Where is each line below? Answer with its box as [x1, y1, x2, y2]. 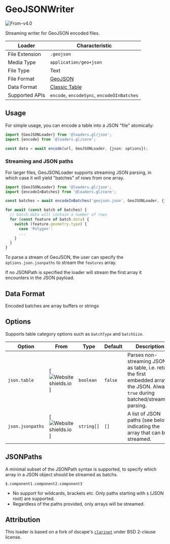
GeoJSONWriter [5, 4, 74, 15]
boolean [78, 377, 97, 383]
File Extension [8, 51, 41, 58]
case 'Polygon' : [18, 226, 53, 231]
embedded [127, 377, 153, 384]
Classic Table [50, 83, 82, 90]
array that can [127, 429, 161, 436]
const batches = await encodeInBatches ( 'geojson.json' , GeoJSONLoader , [5, 198, 159, 203]
